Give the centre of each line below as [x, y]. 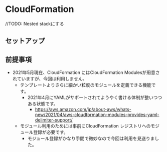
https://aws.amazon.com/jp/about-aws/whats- [83, 109]
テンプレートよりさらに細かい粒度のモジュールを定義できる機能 [86, 85]
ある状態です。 [43, 104]
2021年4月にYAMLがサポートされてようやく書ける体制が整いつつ [95, 97]
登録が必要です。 [51, 132]
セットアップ [25, 41]
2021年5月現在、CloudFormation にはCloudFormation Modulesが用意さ [86, 72]
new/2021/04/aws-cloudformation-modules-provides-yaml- [97, 115]
